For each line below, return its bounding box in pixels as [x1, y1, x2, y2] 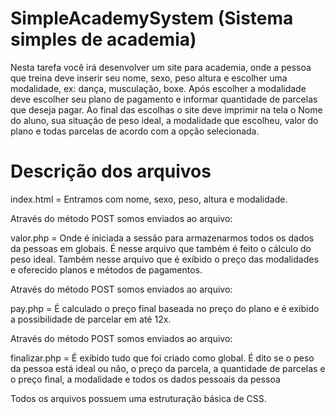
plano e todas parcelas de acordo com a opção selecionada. [10, 125, 260, 137]
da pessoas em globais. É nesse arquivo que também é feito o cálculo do [10, 242, 312, 254]
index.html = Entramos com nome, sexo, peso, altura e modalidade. [10, 193, 288, 205]
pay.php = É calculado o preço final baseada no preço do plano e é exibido [10, 302, 320, 314]
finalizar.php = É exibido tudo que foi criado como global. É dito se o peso [10, 352, 315, 364]
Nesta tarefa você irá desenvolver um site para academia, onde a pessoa [10, 61, 312, 73]
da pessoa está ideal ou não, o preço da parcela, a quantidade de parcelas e [10, 362, 326, 374]
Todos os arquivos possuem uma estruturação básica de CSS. [10, 392, 267, 404]
